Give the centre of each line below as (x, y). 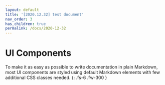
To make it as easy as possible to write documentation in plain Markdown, (81, 67)
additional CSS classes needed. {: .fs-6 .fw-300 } (56, 77)
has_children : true (26, 24)
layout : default (22, 10)
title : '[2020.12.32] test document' (45, 14)
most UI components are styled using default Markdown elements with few (83, 72)
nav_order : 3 (19, 19)
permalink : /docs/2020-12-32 (36, 28)
